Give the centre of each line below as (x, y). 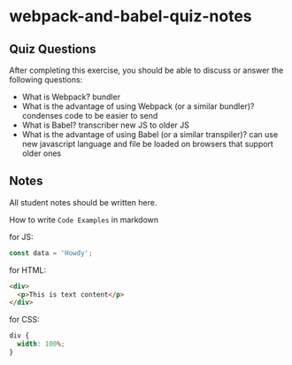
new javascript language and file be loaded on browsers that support (148, 144)
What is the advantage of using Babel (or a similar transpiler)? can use (150, 134)
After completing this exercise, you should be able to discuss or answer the (146, 70)
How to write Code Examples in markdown (84, 220)
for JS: (21, 237)
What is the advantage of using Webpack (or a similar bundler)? (138, 106)
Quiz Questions (53, 49)
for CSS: (24, 320)
